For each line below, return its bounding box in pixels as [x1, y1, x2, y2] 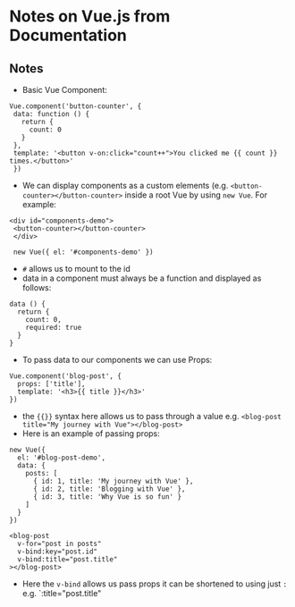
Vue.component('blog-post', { [9, 372, 122, 381]
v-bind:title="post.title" [17, 555, 118, 564]
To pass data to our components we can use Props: [21, 355, 213, 365]
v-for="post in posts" [17, 539, 102, 548]
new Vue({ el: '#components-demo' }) [13, 248, 154, 257]
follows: [21, 282, 52, 292]
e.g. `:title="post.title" [21, 588, 102, 598]
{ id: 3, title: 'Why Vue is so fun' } [32, 493, 181, 502]
